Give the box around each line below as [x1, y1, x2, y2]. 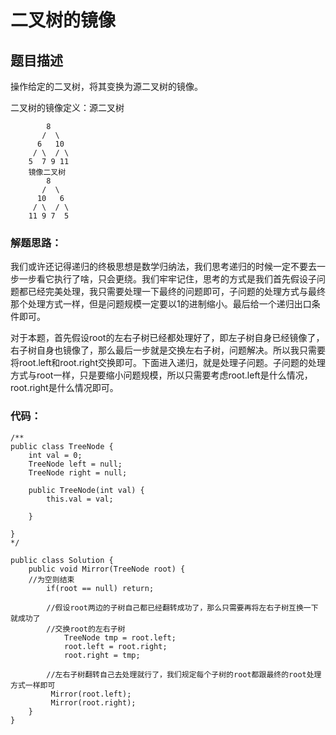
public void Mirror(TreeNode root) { [28, 564, 186, 574]
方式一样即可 [10, 680, 56, 690]
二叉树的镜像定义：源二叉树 [10, 102, 125, 113]
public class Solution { [10, 555, 114, 565]
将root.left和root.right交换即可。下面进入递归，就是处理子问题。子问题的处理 [10, 357, 326, 369]
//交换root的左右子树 [46, 624, 126, 634]
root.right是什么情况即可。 [10, 382, 119, 394]
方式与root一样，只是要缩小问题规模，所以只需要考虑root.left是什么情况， [10, 369, 313, 381]
